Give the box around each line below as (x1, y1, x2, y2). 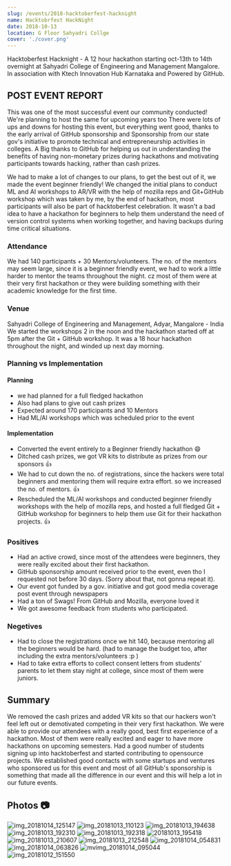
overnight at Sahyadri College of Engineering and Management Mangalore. (7, 62, 220, 71)
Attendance (7, 241, 48, 251)
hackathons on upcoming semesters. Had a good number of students (7, 741, 205, 750)
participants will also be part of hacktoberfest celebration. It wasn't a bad (7, 202, 216, 210)
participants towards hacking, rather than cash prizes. (7, 159, 161, 167)
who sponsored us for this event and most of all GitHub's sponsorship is (7, 764, 212, 772)
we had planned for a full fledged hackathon (17, 391, 143, 400)
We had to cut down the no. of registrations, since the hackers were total (17, 470, 224, 478)
